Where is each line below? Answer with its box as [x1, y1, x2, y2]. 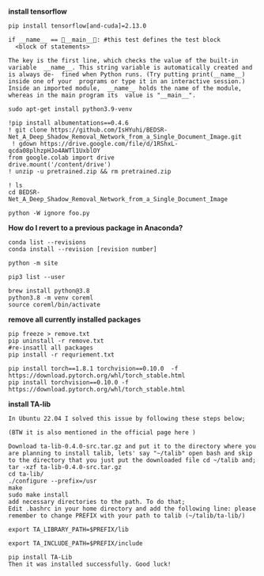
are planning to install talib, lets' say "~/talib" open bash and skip [8, 449, 253, 457]
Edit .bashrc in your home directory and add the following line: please [8, 505, 257, 513]
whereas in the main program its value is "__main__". [8, 91, 196, 99]
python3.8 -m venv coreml [8, 294, 93, 302]
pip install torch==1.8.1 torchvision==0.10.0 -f [8, 364, 179, 372]
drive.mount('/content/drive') [8, 161, 111, 169]
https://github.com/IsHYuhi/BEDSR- [50, 126, 168, 134]
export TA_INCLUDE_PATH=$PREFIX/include [8, 540, 144, 547]
